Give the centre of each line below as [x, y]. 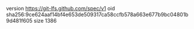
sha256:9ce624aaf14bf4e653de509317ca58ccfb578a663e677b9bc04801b [97, 14]
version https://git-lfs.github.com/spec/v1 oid [61, 8]
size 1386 [45, 21]
